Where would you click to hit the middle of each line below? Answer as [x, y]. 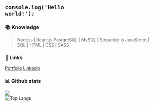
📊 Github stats [23, 81]
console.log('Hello [35, 8]
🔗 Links [14, 57]
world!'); [20, 14]
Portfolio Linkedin [23, 68]
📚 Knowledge [22, 27]
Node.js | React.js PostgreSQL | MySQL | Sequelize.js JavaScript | [83, 40]
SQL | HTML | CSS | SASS [43, 45]
